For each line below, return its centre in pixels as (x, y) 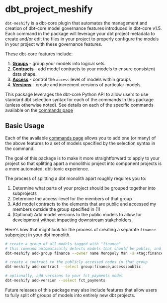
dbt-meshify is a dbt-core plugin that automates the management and (76, 23)
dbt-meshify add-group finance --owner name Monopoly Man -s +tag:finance (84, 253)
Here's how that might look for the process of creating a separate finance (81, 229)
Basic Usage (25, 126)
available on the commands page (39, 110)
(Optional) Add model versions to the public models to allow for (77, 214)
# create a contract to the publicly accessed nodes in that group (77, 262)
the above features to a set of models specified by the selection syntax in (80, 143)
